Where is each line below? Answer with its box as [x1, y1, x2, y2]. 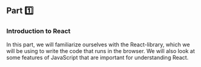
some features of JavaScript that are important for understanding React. [6, 54, 189, 61]
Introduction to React [6, 27, 71, 35]
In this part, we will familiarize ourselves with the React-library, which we [6, 41, 190, 48]
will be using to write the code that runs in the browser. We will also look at [6, 47, 195, 54]
